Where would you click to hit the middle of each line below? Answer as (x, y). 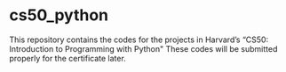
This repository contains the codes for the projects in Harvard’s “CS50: (139, 40)
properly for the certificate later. (68, 58)
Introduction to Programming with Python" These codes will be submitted (143, 48)
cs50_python (59, 15)
